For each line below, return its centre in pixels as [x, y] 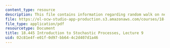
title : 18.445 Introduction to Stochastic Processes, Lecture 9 [74, 33]
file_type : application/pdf [35, 24]
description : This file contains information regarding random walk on [82, 14]
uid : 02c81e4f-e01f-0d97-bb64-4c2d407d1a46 [52, 38]
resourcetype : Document [30, 28]
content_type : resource [30, 10]
